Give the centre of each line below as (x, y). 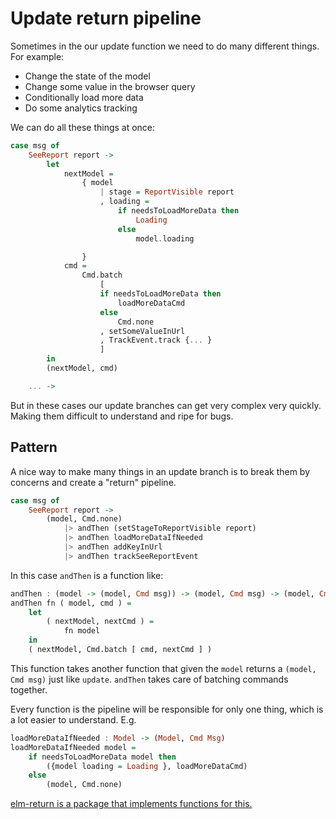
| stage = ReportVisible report (167, 192)
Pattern (34, 447)
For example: (37, 56)
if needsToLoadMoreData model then (102, 757)
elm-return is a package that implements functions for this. (131, 804)
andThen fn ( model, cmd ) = (71, 603)
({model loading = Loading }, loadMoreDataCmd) (147, 766)
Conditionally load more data (84, 97)
